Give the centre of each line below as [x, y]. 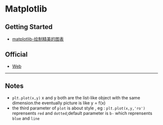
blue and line [26, 118]
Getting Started [29, 27]
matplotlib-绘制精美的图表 [38, 39]
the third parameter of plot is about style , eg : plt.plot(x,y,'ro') [79, 108]
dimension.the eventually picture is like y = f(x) [59, 103]
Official [16, 55]
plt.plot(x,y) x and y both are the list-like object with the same [76, 97]
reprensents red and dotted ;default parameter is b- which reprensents [82, 113]
